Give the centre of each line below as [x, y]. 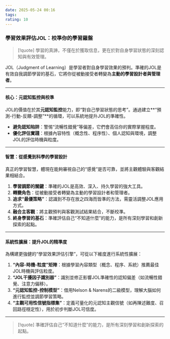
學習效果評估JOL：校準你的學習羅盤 [49, 38]
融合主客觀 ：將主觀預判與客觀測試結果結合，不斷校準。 [70, 212]
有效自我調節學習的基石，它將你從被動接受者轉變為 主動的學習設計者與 [78, 74]
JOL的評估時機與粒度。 [37, 139]
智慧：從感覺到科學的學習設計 [36, 157]
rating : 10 [17, 19]
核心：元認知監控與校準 [30, 98]
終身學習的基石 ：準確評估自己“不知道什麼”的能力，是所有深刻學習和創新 [88, 218]
